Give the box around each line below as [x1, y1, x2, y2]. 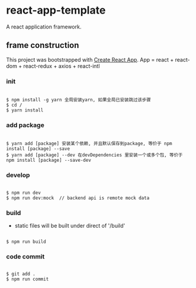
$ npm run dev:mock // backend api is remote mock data [6, 195, 150, 201]
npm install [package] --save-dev [6, 158, 92, 164]
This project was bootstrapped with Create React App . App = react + [6, 56, 174, 63]
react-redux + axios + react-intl [23, 62, 100, 69]
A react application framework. [6, 23, 82, 30]
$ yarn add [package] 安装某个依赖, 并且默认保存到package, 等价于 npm [6, 140, 172, 147]
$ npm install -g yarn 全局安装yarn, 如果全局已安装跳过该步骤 [6, 97, 151, 103]
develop [6, 171, 30, 180]
